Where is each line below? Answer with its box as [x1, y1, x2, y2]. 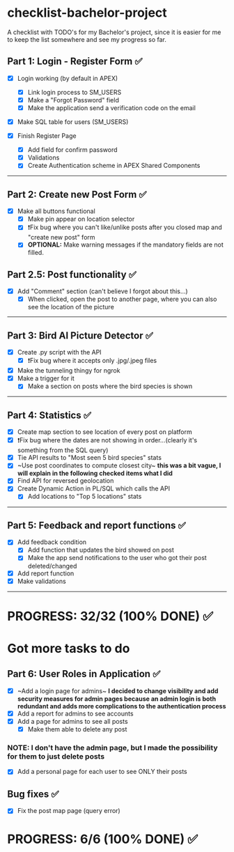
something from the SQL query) [17, 446, 109, 454]
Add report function [17, 569, 75, 578]
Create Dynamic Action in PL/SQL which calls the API [17, 484, 171, 493]
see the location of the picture [27, 303, 115, 311]
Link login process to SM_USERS [27, 88, 122, 96]
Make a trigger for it [17, 374, 75, 382]
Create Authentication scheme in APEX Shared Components [27, 162, 201, 170]
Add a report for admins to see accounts [17, 709, 134, 718]
